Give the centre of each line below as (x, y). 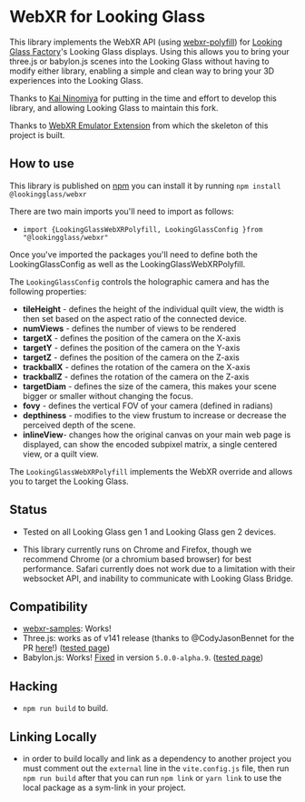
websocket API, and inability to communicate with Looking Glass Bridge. (157, 578)
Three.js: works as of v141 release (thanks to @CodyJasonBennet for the (158, 638)
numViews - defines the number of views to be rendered (129, 328)
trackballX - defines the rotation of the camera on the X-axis (137, 366)
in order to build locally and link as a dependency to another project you (157, 758)
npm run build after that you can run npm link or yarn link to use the (152, 778)
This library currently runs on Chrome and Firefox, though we (137, 549)
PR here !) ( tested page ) (66, 648)
